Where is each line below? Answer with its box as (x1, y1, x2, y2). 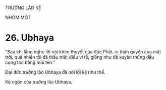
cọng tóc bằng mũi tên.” (5, 59, 56, 65)
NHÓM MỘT (5, 15, 31, 20)
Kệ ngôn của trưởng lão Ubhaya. (5, 78, 72, 85)
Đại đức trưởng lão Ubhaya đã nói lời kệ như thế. (5, 69, 106, 75)
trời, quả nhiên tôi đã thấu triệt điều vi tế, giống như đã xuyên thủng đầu (5, 54, 154, 60)
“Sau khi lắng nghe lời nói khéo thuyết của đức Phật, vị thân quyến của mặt (5, 48, 161, 55)
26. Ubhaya (5, 32, 54, 44)
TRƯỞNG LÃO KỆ (5, 5, 41, 11)
